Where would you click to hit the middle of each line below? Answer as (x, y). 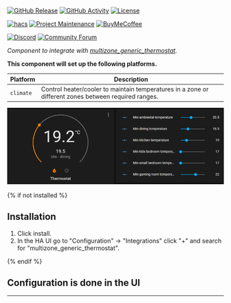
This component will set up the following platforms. (82, 64)
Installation (32, 217)
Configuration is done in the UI (74, 283)
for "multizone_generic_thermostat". (68, 248)
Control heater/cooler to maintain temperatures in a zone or (125, 89)
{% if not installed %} (37, 195)
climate (21, 93)
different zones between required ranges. (100, 96)
